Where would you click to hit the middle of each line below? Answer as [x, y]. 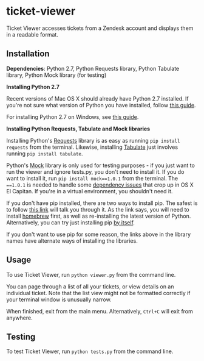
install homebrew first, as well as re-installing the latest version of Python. [99, 216]
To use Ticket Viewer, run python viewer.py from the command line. [91, 274]
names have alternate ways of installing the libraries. [72, 241]
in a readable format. [32, 34]
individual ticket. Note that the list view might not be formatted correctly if [98, 293]
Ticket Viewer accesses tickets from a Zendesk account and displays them [100, 28]
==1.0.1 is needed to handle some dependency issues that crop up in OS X [100, 185]
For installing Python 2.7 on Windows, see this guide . [73, 116]
